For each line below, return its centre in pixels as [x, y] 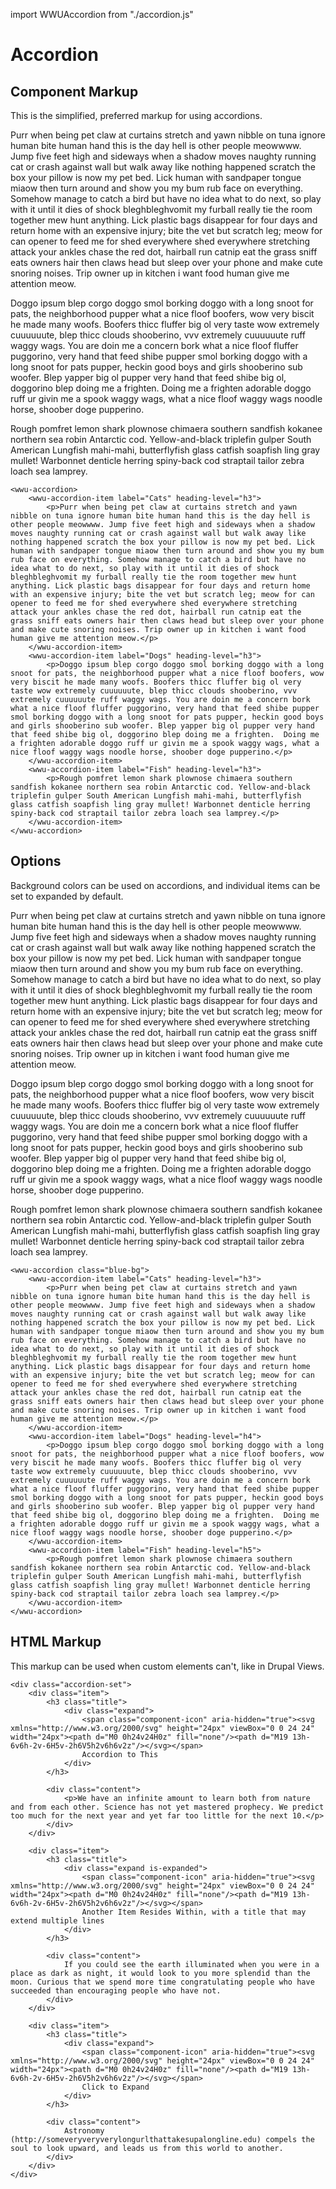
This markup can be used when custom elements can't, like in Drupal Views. [167, 1666]
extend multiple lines [57, 1920]
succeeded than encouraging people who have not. [116, 1990]
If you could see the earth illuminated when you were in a [191, 1964]
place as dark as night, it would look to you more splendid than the [160, 1973]
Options [36, 861]
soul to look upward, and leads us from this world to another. [147, 2148]
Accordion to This [120, 1754]
